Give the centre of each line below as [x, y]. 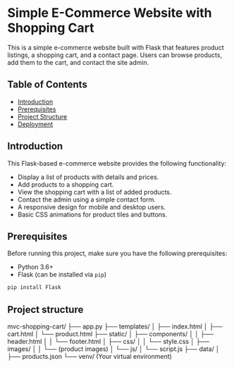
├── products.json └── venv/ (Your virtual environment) [90, 357]
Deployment [35, 124]
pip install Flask [34, 288]
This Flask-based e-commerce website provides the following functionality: [117, 163]
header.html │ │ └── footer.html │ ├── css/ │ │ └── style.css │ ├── [109, 342]
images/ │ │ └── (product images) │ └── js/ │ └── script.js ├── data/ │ [113, 349]
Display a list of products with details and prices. [88, 177]
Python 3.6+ [36, 267]
